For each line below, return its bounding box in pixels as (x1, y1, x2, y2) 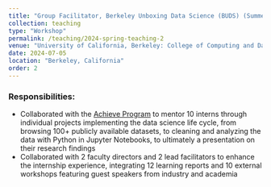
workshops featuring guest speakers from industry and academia (19, 169, 238, 179)
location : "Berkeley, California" (8, 57, 125, 65)
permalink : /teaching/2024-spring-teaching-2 (8, 34, 164, 43)
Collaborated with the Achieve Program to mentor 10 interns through (19, 110, 248, 119)
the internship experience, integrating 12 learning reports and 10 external (19, 160, 262, 170)
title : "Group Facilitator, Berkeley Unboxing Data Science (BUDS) (8, 11, 240, 20)
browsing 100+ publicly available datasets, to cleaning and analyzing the (19, 127, 261, 136)
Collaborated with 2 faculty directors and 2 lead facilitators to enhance (19, 152, 256, 162)
